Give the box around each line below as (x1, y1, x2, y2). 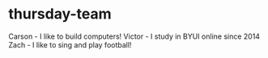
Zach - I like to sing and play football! (8, 39, 132, 49)
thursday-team (8, 5, 112, 23)
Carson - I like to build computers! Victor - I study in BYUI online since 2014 (8, 31, 261, 41)
